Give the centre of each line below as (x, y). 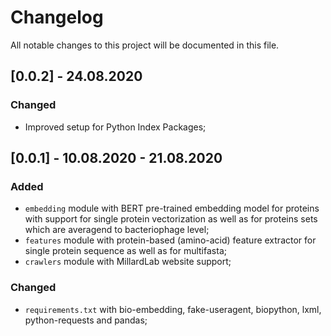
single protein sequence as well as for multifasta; (125, 251)
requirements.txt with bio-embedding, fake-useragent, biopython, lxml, (173, 309)
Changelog (57, 17)
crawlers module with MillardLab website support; (128, 262)
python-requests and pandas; (86, 320)
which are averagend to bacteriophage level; (117, 230)
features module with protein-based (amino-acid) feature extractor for (170, 240)
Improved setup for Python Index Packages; (115, 127)
